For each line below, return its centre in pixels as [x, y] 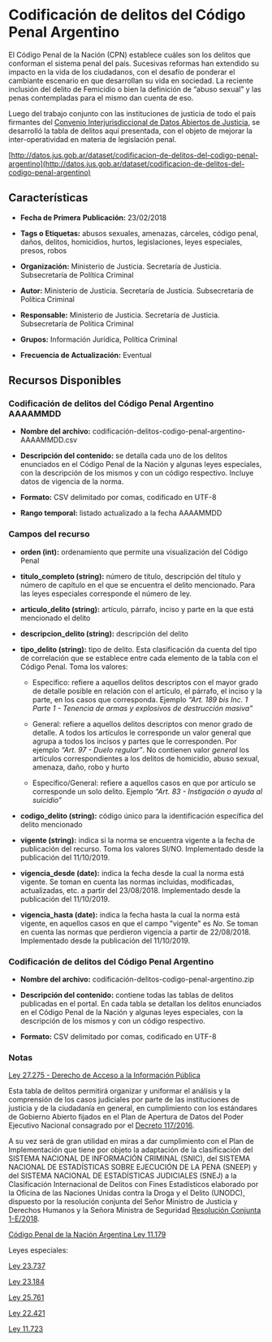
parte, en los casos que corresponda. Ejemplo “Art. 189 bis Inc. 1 [140, 699]
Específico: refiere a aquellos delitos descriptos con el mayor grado [145, 682]
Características [48, 198]
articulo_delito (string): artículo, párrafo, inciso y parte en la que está [137, 609]
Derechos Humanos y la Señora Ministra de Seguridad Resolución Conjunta [135, 1210]
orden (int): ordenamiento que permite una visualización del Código [134, 552]
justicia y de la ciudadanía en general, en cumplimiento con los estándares [133, 1108]
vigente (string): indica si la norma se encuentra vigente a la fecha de [138, 840]
